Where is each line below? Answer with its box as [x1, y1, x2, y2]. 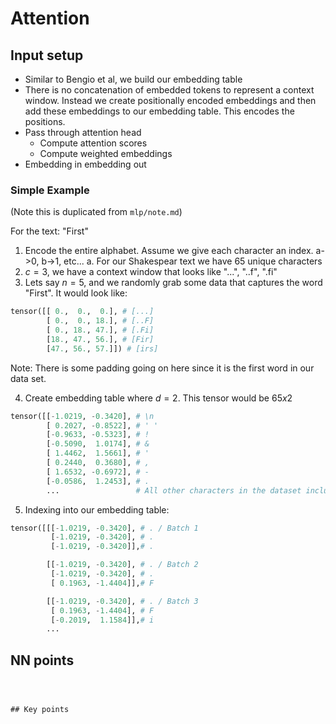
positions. [24, 116, 66, 127]
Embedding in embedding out [24, 158, 147, 170]
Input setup [10, 47, 84, 64]
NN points [10, 652, 75, 669]
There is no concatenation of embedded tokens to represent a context [24, 84, 315, 96]
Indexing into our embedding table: [24, 503, 170, 516]
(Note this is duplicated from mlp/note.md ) [10, 206, 183, 218]
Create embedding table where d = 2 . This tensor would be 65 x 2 [24, 392, 293, 404]
